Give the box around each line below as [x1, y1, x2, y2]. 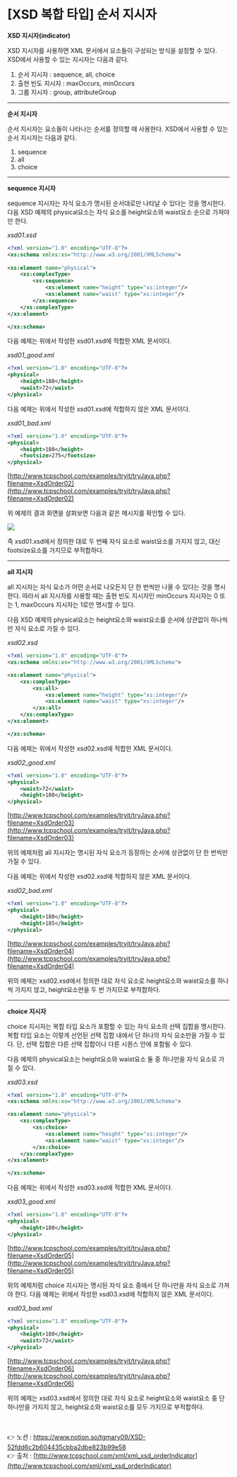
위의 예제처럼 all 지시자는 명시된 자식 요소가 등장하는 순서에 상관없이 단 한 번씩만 [7, 848, 228, 857]
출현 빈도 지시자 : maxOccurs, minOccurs [17, 79, 135, 87]
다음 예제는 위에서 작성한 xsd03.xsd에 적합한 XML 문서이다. [7, 1183, 173, 1192]
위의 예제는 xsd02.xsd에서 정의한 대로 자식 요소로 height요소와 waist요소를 [7, 976, 217, 985]
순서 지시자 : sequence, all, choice [17, 70, 115, 79]
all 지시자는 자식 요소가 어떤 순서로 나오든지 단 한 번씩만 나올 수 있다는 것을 [7, 583, 213, 591]
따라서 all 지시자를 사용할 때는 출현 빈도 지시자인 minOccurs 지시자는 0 [22, 592, 219, 600]
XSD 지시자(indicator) [7, 31, 71, 40]
